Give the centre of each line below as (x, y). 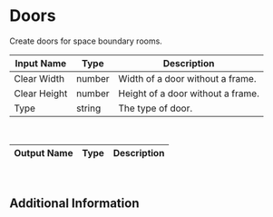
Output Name (44, 153)
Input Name (41, 63)
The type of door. (156, 108)
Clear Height (41, 94)
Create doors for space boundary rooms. (86, 41)
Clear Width (39, 78)
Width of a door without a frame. (187, 78)
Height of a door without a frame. (189, 94)
